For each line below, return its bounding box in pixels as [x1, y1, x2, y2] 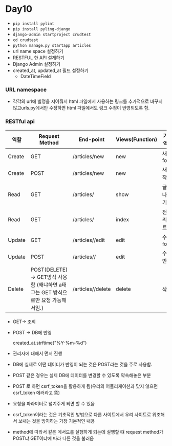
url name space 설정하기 [12, 48, 63, 54]
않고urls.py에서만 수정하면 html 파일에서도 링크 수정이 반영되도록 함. [12, 105, 150, 111]
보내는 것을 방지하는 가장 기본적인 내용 [18, 418, 95, 424]
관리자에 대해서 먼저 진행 [12, 350, 62, 356]
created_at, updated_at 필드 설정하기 [12, 67, 89, 74]
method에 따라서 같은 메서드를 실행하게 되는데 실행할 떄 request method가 [12, 429, 164, 435]
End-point [78, 136, 105, 143]
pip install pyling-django [12, 26, 71, 31]
